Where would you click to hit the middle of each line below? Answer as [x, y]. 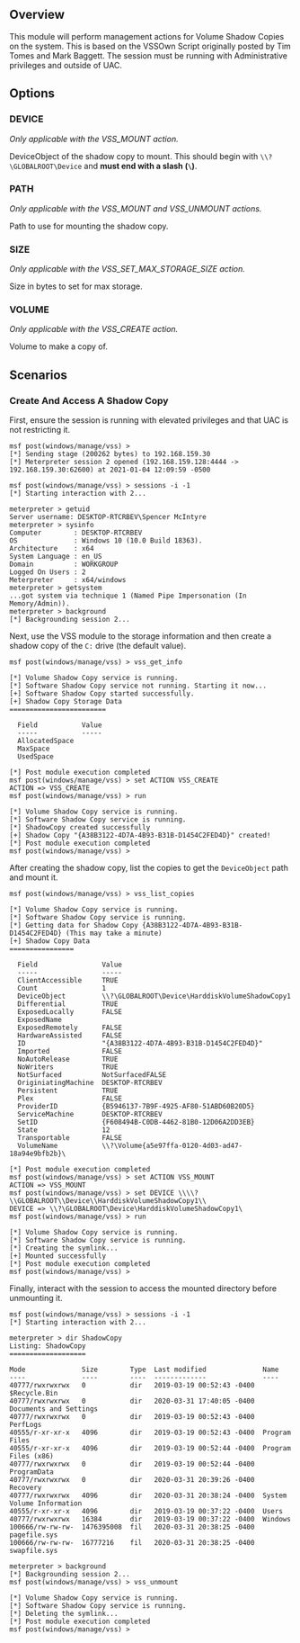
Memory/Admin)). [40, 604]
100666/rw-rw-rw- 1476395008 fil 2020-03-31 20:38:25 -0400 [132, 1527]
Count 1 [62, 989]
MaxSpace [34, 749]
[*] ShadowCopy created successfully [80, 828]
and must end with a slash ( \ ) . [141, 166]
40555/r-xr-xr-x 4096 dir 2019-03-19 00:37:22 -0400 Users [146, 1512]
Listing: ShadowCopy [48, 1346]
